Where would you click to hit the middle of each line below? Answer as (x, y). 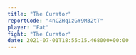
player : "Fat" (28, 27)
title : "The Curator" (40, 14)
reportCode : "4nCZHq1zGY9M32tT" (55, 21)
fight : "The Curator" (40, 34)
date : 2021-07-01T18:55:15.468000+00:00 (68, 41)
